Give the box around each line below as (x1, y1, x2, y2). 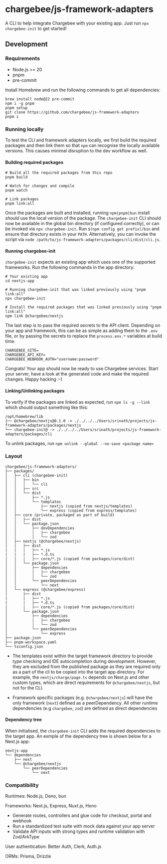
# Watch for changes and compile (5, 184, 75, 189)
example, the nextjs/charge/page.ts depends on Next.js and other (12, 674, 150, 680)
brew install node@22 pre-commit (5, 96, 75, 101)
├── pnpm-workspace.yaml (5, 639, 57, 645)
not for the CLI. (12, 684, 44, 690)
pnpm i (5, 114, 19, 119)
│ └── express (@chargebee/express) (5, 587, 86, 592)
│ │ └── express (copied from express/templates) (5, 508, 137, 513)
